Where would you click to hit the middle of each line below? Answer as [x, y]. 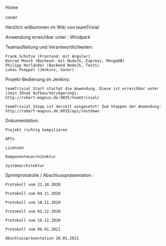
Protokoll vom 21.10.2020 [33, 185]
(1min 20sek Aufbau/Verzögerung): [42, 93]
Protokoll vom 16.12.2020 [33, 220]
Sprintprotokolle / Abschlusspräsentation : [50, 175]
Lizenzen [15, 148]
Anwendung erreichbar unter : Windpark [48, 37]
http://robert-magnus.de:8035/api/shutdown [53, 111]
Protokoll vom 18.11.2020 [33, 203]
